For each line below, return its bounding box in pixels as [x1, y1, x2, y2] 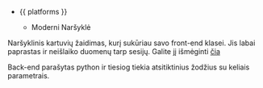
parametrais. [7, 71, 50, 80]
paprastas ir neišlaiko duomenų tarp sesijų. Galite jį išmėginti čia [7, 47, 221, 56]
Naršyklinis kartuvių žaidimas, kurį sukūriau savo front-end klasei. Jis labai [7, 38, 256, 48]
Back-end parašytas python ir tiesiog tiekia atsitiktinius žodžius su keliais [7, 62, 250, 72]
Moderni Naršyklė [31, 23, 91, 31]
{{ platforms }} [19, 7, 68, 16]
